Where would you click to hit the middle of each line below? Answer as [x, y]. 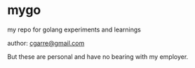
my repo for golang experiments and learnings [74, 29]
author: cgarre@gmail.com [46, 43]
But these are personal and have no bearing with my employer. [98, 56]
